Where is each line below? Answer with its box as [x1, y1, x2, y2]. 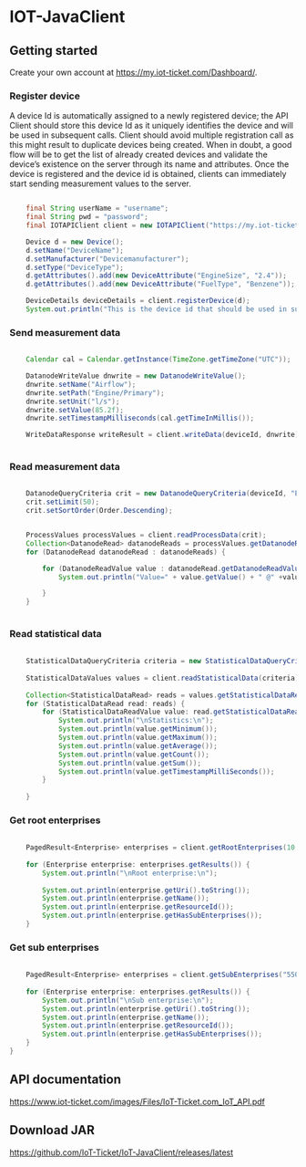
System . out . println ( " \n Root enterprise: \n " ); [42, 869, 219, 878]
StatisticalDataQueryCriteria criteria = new [25, 657, 202, 666]
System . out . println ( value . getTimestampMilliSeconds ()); [57, 766, 275, 776]
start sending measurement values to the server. [9, 178, 191, 189]
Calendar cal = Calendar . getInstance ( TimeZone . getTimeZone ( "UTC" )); [25, 355, 291, 364]
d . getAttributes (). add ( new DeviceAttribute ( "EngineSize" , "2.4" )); [25, 271, 287, 280]
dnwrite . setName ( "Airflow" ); [25, 380, 137, 389]
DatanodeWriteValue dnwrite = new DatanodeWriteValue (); [25, 371, 247, 380]
